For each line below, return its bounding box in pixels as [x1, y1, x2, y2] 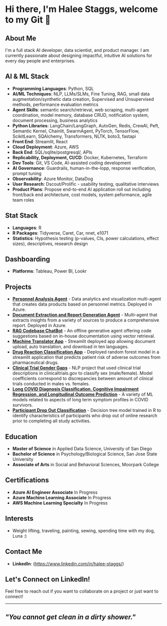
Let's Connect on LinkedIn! [5, 575, 90, 584]
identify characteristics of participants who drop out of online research [12, 413, 158, 419]
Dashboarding [5, 255, 51, 264]
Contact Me [5, 548, 42, 556]
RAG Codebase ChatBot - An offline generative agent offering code [12, 328, 152, 334]
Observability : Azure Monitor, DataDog [12, 176, 93, 182]
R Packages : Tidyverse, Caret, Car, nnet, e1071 [12, 230, 108, 236]
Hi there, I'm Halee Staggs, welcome [5, 3, 158, 15]
